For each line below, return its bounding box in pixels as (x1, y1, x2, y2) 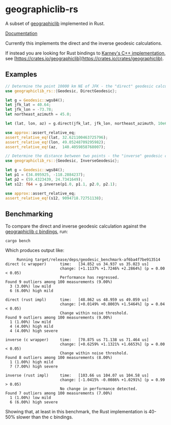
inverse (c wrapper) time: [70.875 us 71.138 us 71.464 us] (5, 337, 149, 343)
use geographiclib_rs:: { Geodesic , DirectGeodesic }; (5, 88, 117, 94)
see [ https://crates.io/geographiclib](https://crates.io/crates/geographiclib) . (5, 55, 164, 62)
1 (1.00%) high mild (10, 360, 53, 365)
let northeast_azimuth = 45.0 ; (5, 112, 72, 117)
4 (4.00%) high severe (10, 328, 58, 334)
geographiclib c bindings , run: (5, 229, 68, 235)
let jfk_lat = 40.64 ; (5, 102, 51, 107)
